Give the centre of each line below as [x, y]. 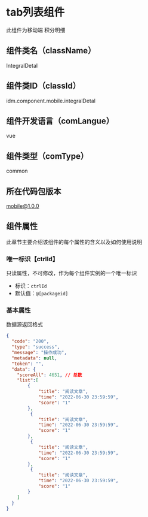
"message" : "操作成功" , [39, 353]
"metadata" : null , [35, 358]
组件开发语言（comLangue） [60, 121]
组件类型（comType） [47, 156]
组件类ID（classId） [43, 86]
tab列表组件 [36, 12]
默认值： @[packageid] [41, 294]
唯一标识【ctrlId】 [33, 259]
